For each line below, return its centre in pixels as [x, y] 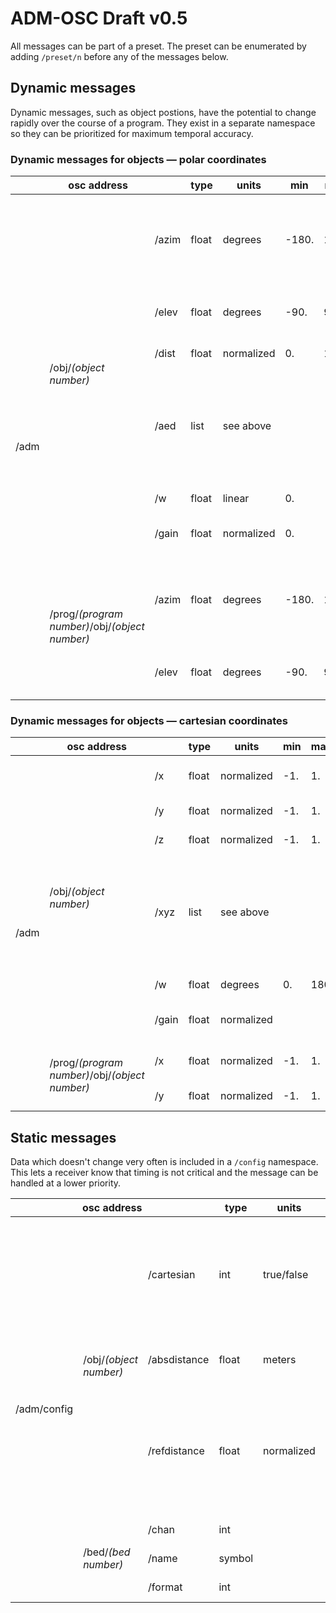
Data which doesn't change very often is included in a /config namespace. [164, 1162]
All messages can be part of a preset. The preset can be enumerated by [158, 46]
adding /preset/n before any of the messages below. [119, 56]
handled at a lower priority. [66, 1183]
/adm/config [44, 1409]
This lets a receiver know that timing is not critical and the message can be [164, 1173]
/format [165, 1587]
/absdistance [179, 1360]
